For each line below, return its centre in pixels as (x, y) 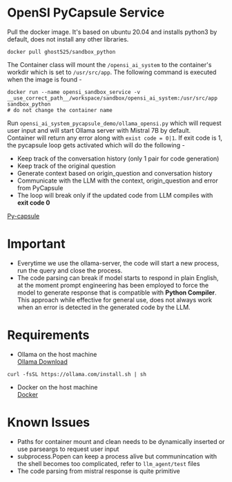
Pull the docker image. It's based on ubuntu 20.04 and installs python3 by (112, 32)
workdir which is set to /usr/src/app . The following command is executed (112, 72)
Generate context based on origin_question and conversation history (115, 173)
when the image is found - (45, 79)
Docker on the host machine (57, 387)
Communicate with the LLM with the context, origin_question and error (118, 180)
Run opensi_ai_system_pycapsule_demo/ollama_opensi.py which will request (115, 123)
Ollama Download (42, 362)
